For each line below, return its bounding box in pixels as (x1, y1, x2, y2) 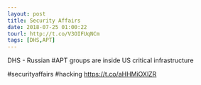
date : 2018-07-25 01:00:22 (7, 23, 87, 30)
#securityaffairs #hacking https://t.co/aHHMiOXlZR (7, 70, 157, 79)
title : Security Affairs (7, 17, 81, 24)
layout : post (7, 10, 46, 18)
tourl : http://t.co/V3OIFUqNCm (7, 30, 100, 38)
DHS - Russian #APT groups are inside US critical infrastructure (7, 56, 194, 64)
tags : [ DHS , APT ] (7, 37, 55, 44)
